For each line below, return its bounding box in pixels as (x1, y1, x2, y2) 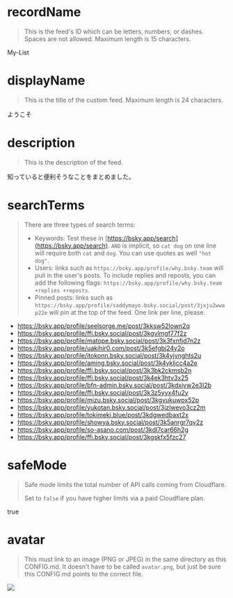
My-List (7, 48, 29, 57)
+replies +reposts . (34, 285, 90, 294)
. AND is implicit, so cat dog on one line (107, 241, 217, 250)
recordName (7, 4, 81, 20)
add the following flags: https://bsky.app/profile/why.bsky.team (34, 278, 223, 287)
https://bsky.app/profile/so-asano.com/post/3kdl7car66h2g (17, 425, 189, 433)
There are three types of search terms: (24, 220, 136, 229)
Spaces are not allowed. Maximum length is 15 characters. (24, 34, 191, 43)
